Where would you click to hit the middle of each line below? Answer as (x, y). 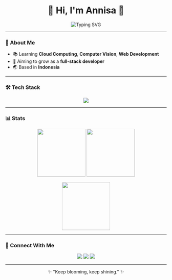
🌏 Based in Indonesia (36, 67)
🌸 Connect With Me (30, 245)
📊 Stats (15, 119)
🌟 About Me (20, 42)
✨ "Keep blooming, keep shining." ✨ (86, 272)
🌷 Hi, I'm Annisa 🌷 (86, 10)
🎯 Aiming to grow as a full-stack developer (59, 61)
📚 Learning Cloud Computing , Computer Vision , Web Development (86, 54)
